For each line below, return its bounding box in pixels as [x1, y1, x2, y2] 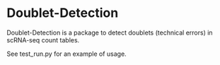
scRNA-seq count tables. [6, 35, 80, 44]
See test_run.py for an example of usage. [6, 49, 127, 58]
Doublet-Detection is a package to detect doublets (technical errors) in [6, 28, 213, 37]
